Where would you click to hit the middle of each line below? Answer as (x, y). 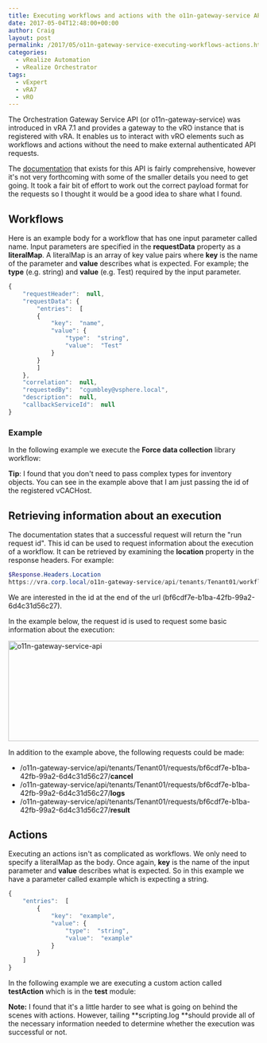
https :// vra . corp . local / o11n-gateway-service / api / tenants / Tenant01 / (124, 582)
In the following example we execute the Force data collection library (122, 450)
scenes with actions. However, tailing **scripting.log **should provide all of (132, 1015)
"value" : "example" (99, 938)
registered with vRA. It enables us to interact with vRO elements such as (126, 137)
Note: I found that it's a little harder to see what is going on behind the (123, 1007)
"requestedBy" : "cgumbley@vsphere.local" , (96, 390)
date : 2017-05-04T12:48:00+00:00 (64, 23)
